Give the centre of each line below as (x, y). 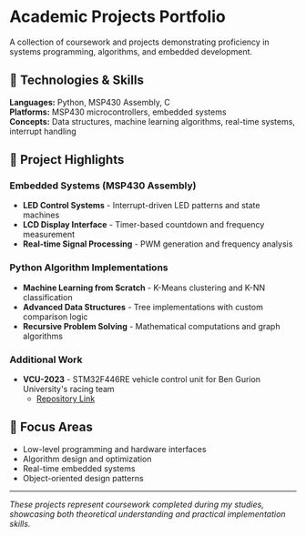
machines (41, 215)
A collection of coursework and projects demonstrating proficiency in (140, 42)
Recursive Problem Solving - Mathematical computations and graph (151, 326)
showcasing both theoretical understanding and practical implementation (148, 514)
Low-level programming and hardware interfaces (114, 449)
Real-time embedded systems (79, 468)
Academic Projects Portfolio (117, 17)
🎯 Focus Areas (51, 427)
